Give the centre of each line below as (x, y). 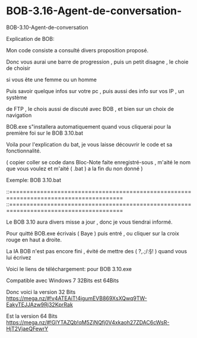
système (17, 97)
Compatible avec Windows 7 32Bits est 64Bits (63, 280)
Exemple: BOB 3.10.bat (34, 180)
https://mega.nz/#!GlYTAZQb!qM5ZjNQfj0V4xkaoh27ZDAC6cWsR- (88, 322)
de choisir (18, 68)
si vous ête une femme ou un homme (51, 79)
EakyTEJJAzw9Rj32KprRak (39, 304)
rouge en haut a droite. (34, 240)
